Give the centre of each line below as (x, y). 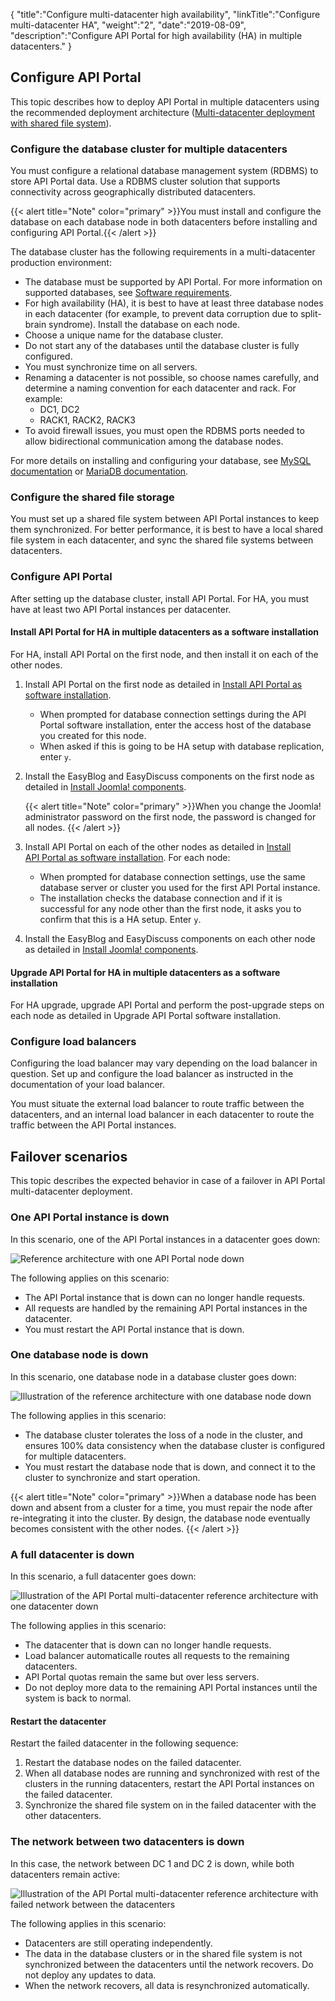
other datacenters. (63, 1816)
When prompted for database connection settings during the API (173, 714)
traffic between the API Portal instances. (93, 1125)
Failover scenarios (69, 1156)
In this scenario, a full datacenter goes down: (103, 1576)
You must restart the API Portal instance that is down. (134, 1329)
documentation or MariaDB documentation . (99, 471)
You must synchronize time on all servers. (111, 367)
